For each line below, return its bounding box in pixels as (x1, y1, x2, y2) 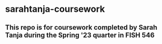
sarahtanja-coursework (5, 3, 105, 15)
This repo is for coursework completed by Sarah (5, 23, 158, 32)
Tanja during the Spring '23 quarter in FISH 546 (5, 31, 155, 39)
